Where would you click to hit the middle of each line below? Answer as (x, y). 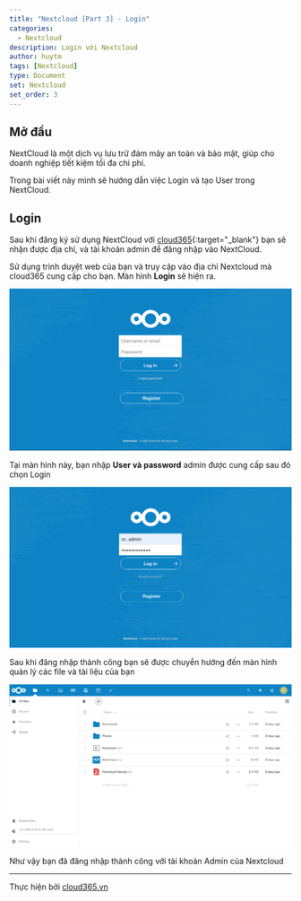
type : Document (38, 76)
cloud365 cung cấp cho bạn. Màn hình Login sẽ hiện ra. (113, 276)
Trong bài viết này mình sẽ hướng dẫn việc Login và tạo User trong (132, 180)
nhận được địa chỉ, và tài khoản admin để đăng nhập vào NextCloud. (136, 249)
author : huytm (36, 57)
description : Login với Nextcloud (74, 48)
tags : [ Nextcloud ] (43, 66)
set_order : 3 (34, 94)
